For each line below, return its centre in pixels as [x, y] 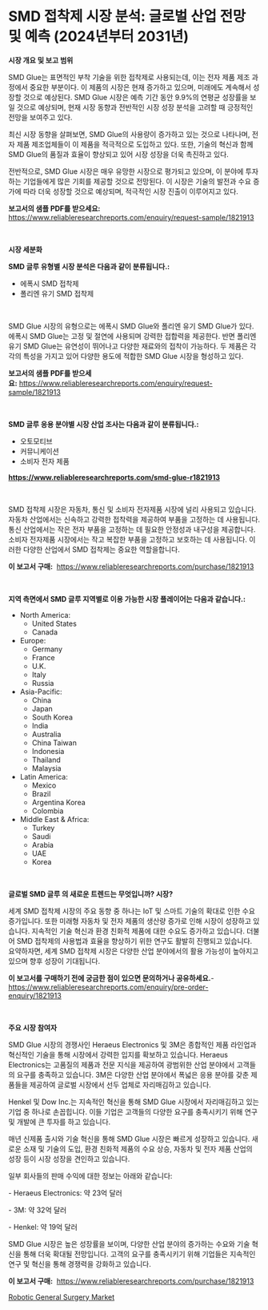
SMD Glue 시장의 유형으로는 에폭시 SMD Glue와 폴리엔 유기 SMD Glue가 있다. [131, 326]
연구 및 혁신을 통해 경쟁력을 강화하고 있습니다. [80, 1264]
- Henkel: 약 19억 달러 [43, 1227]
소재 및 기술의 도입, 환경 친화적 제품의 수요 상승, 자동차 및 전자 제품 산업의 [138, 1149]
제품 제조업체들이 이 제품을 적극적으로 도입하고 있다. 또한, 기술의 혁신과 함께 [135, 144]
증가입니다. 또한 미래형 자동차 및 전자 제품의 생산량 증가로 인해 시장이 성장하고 [130, 921]
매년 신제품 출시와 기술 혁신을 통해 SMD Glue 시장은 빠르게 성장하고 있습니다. [129, 1139]
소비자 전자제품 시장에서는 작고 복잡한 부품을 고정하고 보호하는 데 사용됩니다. [128, 539]
